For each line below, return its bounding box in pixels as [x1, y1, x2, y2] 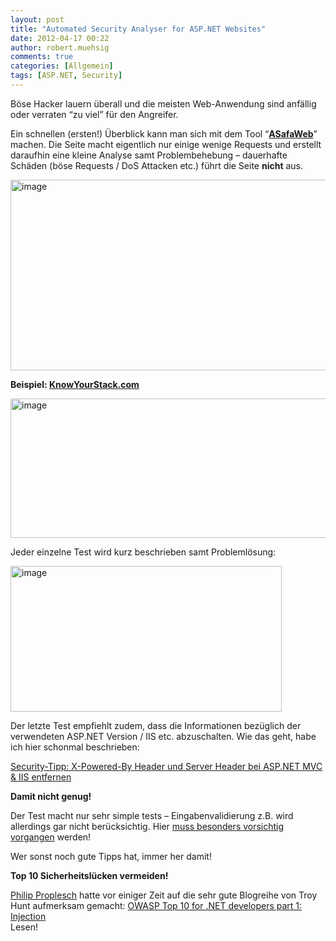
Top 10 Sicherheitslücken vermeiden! [10, 869, 169, 881]
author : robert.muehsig [10, 42, 110, 53]
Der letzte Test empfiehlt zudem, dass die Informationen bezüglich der [10, 719, 302, 731]
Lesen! [10, 921, 38, 933]
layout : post [10, 14, 65, 25]
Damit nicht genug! [10, 790, 92, 802]
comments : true [10, 52, 74, 62]
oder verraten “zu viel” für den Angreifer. [10, 108, 179, 120]
